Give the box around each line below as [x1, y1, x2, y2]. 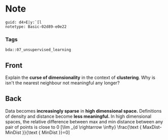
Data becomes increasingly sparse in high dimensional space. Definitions [5, 108, 162, 114]
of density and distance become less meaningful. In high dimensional [5, 113, 152, 119]
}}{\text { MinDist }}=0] [22, 129, 70, 135]
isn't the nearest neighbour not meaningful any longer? [5, 80, 120, 86]
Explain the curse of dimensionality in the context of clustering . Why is [5, 74, 155, 81]
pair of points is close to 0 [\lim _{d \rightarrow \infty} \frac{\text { [5, 124, 142, 130]
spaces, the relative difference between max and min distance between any [5, 118, 163, 124]
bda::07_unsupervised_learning [5, 48, 71, 53]
